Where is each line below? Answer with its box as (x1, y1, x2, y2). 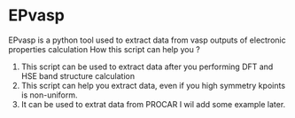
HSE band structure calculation (20, 70, 135, 81)
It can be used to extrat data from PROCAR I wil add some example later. (20, 98, 286, 109)
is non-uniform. (20, 90, 78, 100)
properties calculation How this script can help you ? (8, 43, 200, 54)
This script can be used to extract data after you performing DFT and (20, 61, 274, 72)
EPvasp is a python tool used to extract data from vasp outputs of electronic (8, 35, 286, 45)
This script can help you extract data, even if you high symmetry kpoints (20, 80, 285, 90)
